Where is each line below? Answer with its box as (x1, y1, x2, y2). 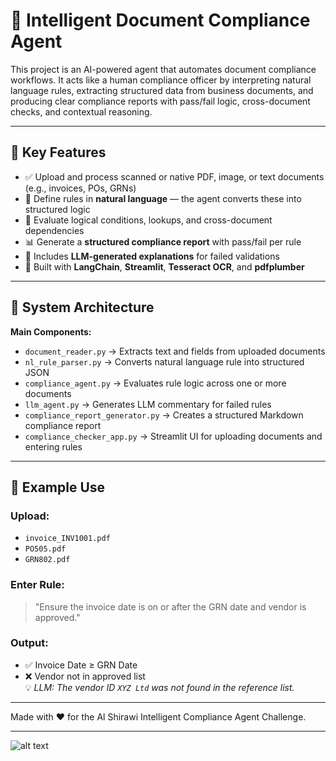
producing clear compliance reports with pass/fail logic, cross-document (10, 95, 311, 107)
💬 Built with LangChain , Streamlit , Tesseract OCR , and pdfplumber (24, 260, 305, 273)
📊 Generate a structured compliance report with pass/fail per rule (24, 235, 302, 248)
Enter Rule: (10, 578, 65, 592)
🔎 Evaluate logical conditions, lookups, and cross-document (24, 214, 273, 226)
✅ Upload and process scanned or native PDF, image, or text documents (24, 170, 325, 183)
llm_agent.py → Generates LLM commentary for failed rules (24, 398, 272, 410)
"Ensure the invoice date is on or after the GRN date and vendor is (34, 600, 307, 613)
